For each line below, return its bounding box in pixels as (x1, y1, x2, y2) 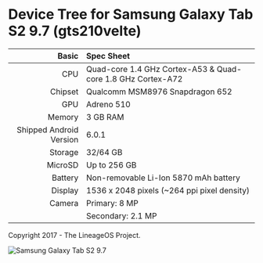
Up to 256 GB (85, 159, 137, 170)
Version (50, 134, 79, 145)
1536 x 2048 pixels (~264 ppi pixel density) (85, 185, 250, 196)
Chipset (49, 86, 79, 97)
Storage (49, 146, 79, 157)
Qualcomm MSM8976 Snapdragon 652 (85, 86, 232, 97)
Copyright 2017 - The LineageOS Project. (8, 230, 141, 240)
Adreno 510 (85, 99, 131, 110)
